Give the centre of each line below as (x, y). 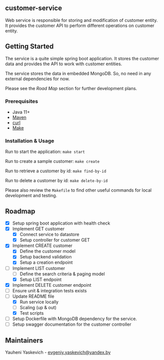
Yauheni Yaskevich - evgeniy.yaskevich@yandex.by (58, 353)
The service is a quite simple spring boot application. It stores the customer (82, 58)
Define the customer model (48, 251)
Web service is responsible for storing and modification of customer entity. (82, 20)
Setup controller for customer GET (55, 240)
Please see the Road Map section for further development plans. (71, 88)
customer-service (34, 8)
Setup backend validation (46, 257)
